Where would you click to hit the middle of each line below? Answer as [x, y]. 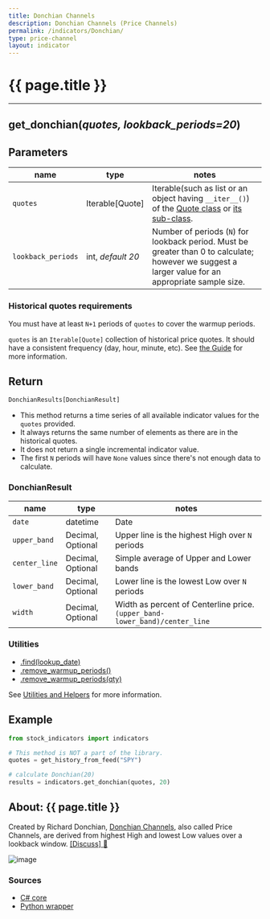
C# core [33, 898]
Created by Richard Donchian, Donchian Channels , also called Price [121, 827]
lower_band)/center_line [163, 621]
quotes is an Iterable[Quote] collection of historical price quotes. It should [131, 339]
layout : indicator [39, 46]
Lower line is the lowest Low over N [181, 581]
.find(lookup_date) [50, 662]
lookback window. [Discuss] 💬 [58, 843]
